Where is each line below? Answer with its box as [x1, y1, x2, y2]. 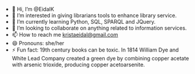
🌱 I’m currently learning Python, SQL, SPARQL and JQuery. [11, 18, 156, 25]
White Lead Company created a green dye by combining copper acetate [11, 55, 189, 62]
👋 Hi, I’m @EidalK [11, 6, 55, 12]
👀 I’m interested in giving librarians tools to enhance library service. [11, 12, 177, 19]
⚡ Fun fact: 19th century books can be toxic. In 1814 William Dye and [11, 46, 180, 53]
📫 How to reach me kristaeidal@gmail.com [11, 31, 118, 38]
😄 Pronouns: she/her [11, 40, 64, 47]
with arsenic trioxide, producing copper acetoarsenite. [11, 61, 145, 68]
